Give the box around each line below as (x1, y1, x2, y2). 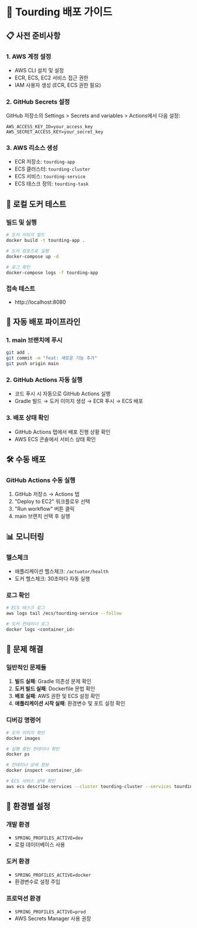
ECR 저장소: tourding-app (14, 158, 75, 165)
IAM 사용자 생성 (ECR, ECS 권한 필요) (14, 81, 101, 88)
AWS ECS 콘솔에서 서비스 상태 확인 (14, 435, 96, 443)
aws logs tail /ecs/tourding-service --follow (6, 610, 122, 617)
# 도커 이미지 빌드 (6, 232, 45, 238)
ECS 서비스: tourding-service (14, 173, 86, 180)
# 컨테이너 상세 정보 (6, 762, 49, 768)
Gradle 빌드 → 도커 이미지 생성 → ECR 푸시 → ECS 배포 (14, 398, 144, 405)
